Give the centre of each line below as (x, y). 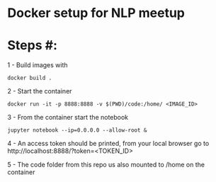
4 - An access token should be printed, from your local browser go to (108, 144)
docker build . (30, 78)
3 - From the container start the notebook (68, 118)
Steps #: (33, 46)
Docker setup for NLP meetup (96, 13)
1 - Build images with (38, 65)
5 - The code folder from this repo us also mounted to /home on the (106, 165)
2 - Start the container (40, 91)
